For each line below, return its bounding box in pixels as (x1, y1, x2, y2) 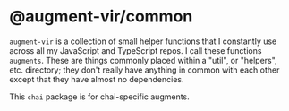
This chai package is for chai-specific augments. (9, 91, 190, 102)
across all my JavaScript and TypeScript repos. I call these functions (9, 45, 262, 55)
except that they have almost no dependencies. (9, 73, 184, 84)
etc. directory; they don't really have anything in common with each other (9, 64, 280, 75)
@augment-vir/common (9, 6, 193, 27)
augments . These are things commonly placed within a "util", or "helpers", (9, 55, 277, 65)
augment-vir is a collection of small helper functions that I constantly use (9, 36, 277, 47)
